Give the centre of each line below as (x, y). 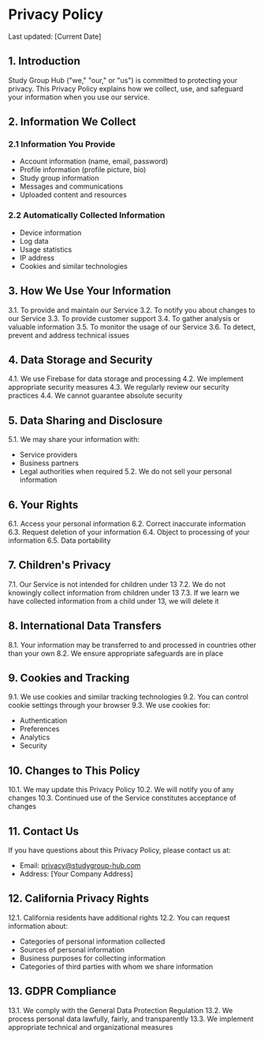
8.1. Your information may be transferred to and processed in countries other (132, 645)
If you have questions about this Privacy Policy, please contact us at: (119, 851)
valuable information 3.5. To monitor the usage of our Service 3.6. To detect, (132, 327)
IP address (37, 257)
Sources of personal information (72, 949)
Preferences (39, 729)
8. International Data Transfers (85, 626)
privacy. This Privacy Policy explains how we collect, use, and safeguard (126, 88)
